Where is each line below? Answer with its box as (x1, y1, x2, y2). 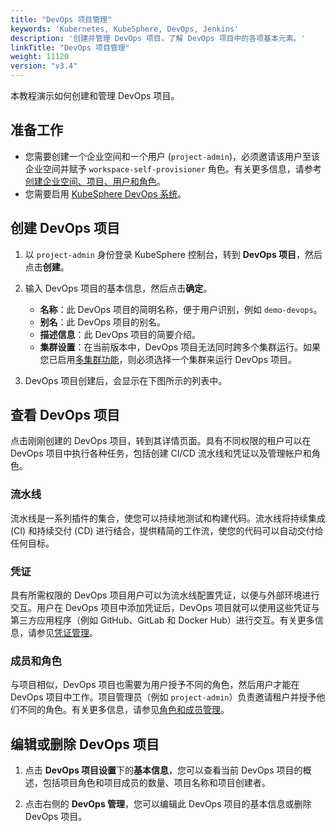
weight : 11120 (10, 52, 70, 62)
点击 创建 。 (24, 261, 70, 273)
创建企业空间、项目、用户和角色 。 (24, 175, 166, 187)
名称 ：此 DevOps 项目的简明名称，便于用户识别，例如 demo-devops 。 (39, 303, 323, 315)
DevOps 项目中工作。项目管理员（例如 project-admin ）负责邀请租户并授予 (10, 691, 317, 703)
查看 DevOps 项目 (10, 407, 121, 424)
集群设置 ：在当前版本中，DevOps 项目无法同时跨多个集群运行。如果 (39, 341, 322, 353)
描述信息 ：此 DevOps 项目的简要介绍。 (39, 328, 201, 340)
